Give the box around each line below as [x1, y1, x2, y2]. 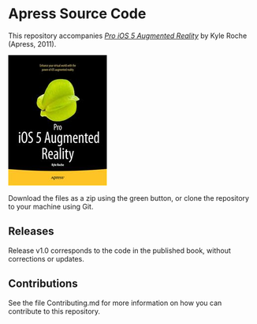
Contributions [8, 277, 78, 291]
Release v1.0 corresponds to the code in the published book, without [8, 246, 231, 255]
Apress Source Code [8, 5, 147, 23]
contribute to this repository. [8, 306, 101, 316]
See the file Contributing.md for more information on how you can [8, 298, 222, 307]
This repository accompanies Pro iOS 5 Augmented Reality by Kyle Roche [8, 31, 248, 40]
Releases [8, 224, 54, 238]
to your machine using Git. [8, 202, 94, 211]
